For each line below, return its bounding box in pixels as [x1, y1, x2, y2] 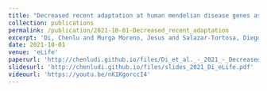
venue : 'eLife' [8, 48, 59, 56]
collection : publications [8, 19, 94, 27]
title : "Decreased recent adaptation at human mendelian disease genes [8, 11, 250, 20]
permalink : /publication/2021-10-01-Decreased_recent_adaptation [8, 26, 229, 34]
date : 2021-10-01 [8, 41, 66, 49]
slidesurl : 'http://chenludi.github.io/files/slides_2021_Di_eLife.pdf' [8, 63, 254, 71]
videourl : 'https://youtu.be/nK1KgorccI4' [8, 70, 151, 78]
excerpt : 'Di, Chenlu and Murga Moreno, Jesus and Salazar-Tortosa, [8, 33, 240, 42]
